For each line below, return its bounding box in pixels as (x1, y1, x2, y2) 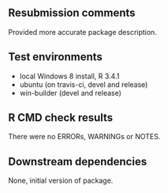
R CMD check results (8, 111, 114, 125)
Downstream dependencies (8, 154, 147, 168)
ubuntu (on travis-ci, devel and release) (19, 79, 148, 89)
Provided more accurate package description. (8, 27, 158, 36)
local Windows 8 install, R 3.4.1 (19, 71, 120, 81)
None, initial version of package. (8, 176, 114, 185)
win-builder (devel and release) (19, 88, 122, 97)
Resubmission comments (8, 6, 136, 20)
